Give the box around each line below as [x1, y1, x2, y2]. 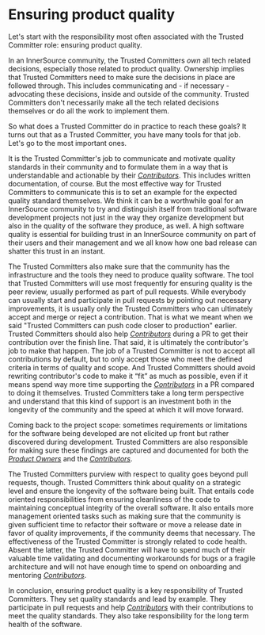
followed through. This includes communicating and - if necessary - [8, 81, 229, 90]
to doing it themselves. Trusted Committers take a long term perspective [8, 388, 244, 397]
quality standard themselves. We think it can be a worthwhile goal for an [8, 196, 244, 205]
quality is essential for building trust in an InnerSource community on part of [8, 229, 256, 239]
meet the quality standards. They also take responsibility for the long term [8, 610, 249, 620]
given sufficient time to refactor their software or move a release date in [8, 519, 243, 529]
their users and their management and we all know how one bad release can [8, 238, 257, 247]
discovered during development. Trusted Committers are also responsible [8, 437, 248, 446]
